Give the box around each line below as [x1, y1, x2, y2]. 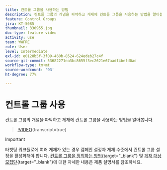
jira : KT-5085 [5, 21, 35, 26]
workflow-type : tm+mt [5, 63, 50, 68]
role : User [5, 44, 28, 49]
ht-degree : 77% [5, 72, 37, 77]
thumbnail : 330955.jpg [5, 26, 52, 31]
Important [5, 136, 25, 142]
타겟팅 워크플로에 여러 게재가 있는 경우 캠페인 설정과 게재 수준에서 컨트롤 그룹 [5, 146, 155, 152]
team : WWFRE [5, 40, 30, 45]
